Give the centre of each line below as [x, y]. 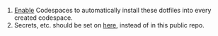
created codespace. [43, 18]
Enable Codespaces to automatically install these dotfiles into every [113, 10]
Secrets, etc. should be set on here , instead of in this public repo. [109, 25]
